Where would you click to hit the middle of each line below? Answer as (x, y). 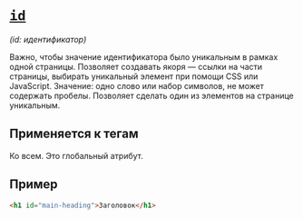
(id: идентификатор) (48, 39)
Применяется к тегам (74, 134)
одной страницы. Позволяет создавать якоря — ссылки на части (136, 66)
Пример (34, 184)
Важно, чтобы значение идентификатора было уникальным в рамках (144, 56)
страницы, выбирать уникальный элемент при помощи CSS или (134, 76)
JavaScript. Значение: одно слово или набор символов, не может (137, 85)
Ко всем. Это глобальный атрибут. (76, 155)
